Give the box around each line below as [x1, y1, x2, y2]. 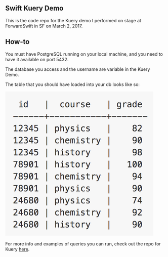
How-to [5, 37, 30, 46]
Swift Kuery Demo [5, 4, 64, 13]
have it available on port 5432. [5, 56, 69, 62]
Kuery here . [5, 246, 30, 252]
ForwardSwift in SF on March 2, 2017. [5, 23, 83, 29]
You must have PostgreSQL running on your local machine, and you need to [5, 51, 163, 57]
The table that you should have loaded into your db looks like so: [5, 81, 140, 88]
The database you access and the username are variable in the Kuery [5, 66, 150, 72]
